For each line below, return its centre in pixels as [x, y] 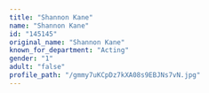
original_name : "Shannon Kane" [67, 42]
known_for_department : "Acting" [69, 50]
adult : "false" [37, 67]
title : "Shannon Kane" [51, 17]
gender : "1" [31, 58]
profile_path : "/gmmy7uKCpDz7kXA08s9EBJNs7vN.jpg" [105, 75]
